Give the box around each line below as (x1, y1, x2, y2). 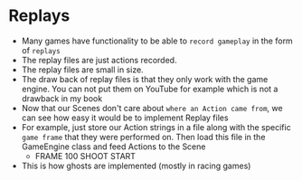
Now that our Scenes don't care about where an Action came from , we (21, 102, 283, 113)
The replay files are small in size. (21, 64, 144, 75)
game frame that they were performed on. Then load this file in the (21, 131, 266, 142)
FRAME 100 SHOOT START (34, 150, 137, 161)
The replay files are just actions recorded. (21, 54, 177, 65)
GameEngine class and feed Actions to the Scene (21, 141, 206, 152)
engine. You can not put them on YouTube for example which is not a (21, 83, 278, 94)
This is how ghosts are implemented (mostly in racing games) (21, 160, 251, 171)
